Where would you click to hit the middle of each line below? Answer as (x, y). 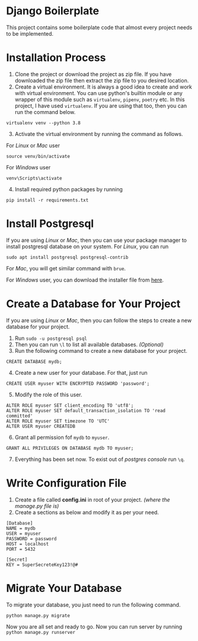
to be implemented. (30, 33)
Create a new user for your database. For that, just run (81, 372)
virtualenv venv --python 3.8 (44, 123)
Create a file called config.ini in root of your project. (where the (92, 500)
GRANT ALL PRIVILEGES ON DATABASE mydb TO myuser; (70, 448)
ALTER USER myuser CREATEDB (41, 426)
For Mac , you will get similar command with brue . (66, 268)
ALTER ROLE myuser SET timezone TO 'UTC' (58, 421)
